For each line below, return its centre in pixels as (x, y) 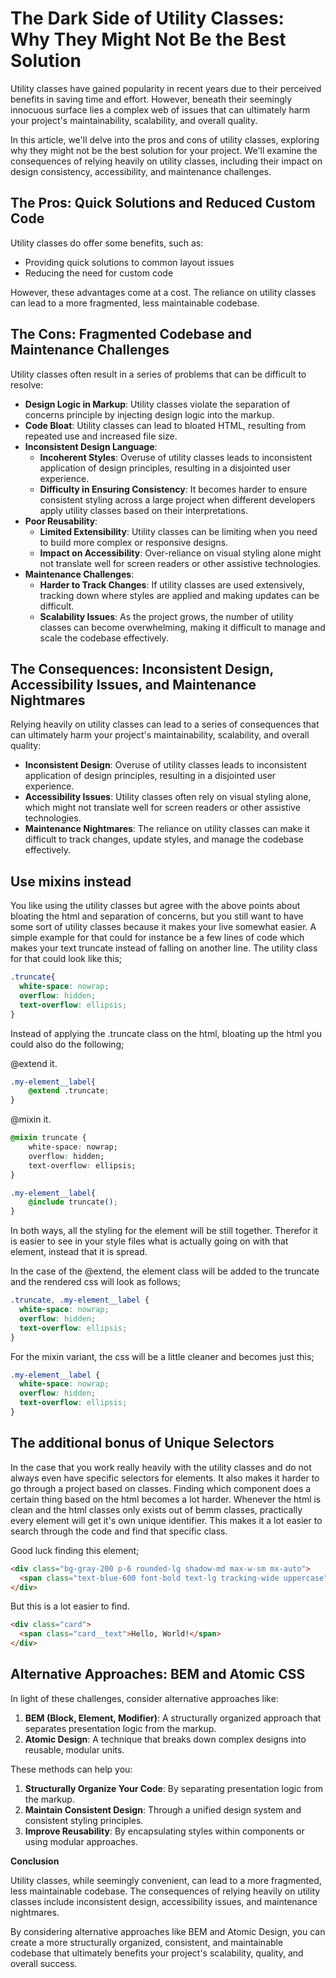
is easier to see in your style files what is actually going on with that (149, 1241)
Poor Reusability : (61, 521)
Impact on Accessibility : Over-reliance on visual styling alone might (180, 553)
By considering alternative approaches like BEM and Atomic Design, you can (168, 1931)
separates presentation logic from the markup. (120, 1728)
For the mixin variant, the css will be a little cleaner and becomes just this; (162, 1356)
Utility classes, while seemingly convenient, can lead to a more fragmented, (166, 1880)
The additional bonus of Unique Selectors (142, 1443)
